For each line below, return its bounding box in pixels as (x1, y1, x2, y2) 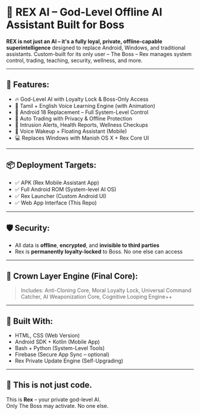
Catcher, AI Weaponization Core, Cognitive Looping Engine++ (20, 293, 173, 301)
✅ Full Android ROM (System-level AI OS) (14, 185, 117, 193)
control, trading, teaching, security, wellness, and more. (6, 57, 143, 64)
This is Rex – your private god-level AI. (6, 396, 101, 403)
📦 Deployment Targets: (6, 160, 97, 171)
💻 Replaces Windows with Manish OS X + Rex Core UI (14, 134, 149, 141)
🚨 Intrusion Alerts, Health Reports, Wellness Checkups (14, 121, 148, 128)
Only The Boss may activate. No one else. (6, 402, 109, 409)
